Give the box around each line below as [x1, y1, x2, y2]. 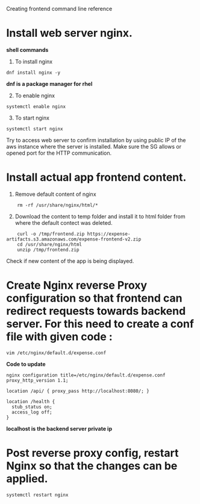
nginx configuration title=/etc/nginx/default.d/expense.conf [6, 372, 166, 378]
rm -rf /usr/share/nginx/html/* [17, 202, 98, 208]
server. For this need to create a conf [6, 317, 195, 331]
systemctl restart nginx [6, 492, 69, 498]
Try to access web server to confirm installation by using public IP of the [6, 136, 186, 144]
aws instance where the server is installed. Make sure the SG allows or [6, 143, 182, 150]
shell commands [6, 46, 49, 53]
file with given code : [6, 330, 113, 344]
